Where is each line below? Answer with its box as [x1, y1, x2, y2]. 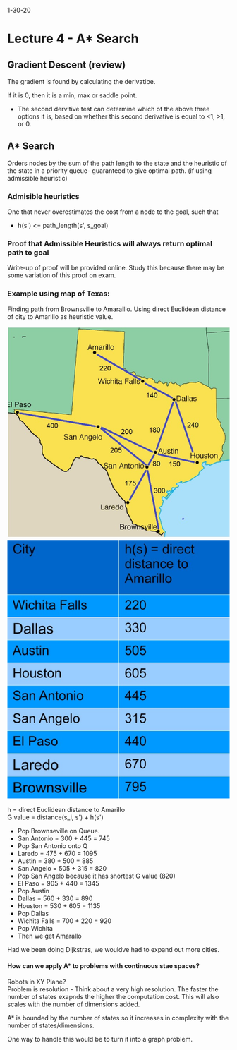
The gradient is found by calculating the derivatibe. [7, 78, 156, 85]
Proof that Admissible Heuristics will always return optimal [7, 239, 213, 249]
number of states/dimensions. [7, 1021, 95, 1030]
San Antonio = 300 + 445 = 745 [17, 834, 111, 843]
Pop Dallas [17, 910, 49, 918]
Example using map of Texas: [7, 289, 111, 298]
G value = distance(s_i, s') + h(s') [7, 813, 104, 821]
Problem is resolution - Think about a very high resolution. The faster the [7, 984, 219, 994]
